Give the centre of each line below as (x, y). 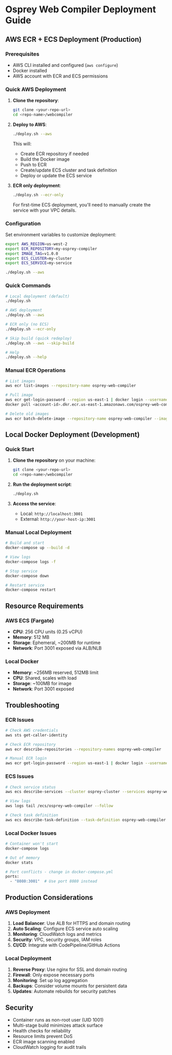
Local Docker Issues (31, 833)
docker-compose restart (31, 590)
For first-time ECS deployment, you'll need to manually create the (82, 204)
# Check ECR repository (31, 744)
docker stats (19, 862)
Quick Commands (28, 286)
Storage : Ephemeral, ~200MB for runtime (57, 643)
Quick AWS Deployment (36, 89)
